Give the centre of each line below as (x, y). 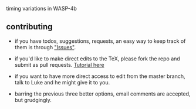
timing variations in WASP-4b (42, 8)
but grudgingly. (33, 100)
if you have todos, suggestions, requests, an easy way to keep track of (100, 41)
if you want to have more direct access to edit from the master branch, (100, 76)
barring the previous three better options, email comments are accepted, (102, 94)
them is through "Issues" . (45, 47)
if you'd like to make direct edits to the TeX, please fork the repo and (97, 59)
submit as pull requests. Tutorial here (59, 64)
